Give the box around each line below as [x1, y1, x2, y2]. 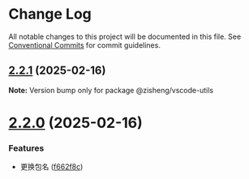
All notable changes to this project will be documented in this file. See [8, 32, 242, 41]
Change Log [8, 5, 92, 23]
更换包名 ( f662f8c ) [19, 162, 84, 172]
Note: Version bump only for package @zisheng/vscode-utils [8, 85, 213, 95]
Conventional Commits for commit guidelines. [8, 40, 161, 49]
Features [8, 143, 45, 154]
